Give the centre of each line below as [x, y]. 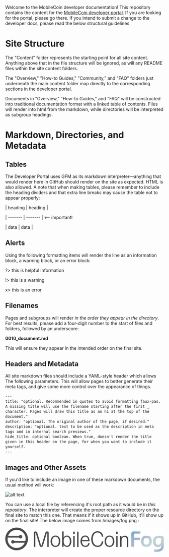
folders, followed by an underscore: [42, 328]
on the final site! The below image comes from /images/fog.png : [72, 521]
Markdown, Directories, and [65, 135]
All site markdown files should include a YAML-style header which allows [81, 376]
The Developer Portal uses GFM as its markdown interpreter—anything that [83, 176]
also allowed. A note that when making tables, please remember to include [82, 187]
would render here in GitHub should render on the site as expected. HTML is [84, 181]
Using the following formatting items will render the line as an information [81, 255]
